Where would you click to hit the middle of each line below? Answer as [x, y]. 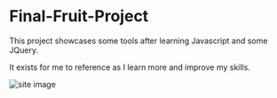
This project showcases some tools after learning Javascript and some [138, 41]
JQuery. [24, 49]
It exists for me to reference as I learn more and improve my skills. [130, 67]
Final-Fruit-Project [79, 16]
